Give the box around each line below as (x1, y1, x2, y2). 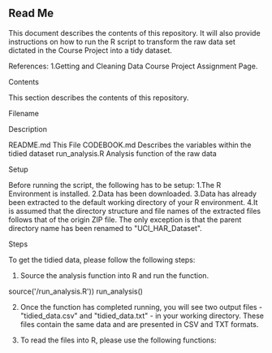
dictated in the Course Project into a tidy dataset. (8, 45, 173, 55)
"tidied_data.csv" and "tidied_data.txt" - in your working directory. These (19, 311, 264, 320)
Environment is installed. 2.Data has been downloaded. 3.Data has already (8, 189, 257, 198)
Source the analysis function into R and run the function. (19, 270, 209, 280)
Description (8, 124, 47, 133)
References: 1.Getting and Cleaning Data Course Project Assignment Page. (8, 61, 258, 71)
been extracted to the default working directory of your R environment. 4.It (8, 197, 258, 207)
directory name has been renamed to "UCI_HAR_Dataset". (8, 223, 203, 233)
